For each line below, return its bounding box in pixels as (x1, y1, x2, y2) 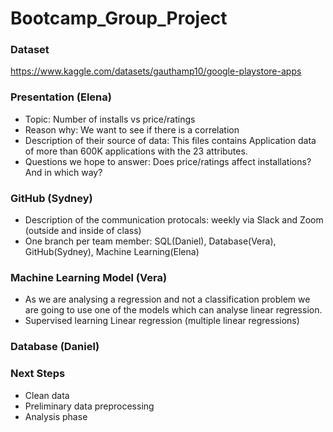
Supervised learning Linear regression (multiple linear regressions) (24, 315, 300, 327)
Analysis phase (24, 410, 88, 422)
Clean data (24, 389, 70, 401)
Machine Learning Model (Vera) (10, 271, 168, 284)
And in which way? (24, 166, 103, 178)
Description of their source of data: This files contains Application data (24, 134, 317, 146)
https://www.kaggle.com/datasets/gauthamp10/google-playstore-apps (10, 65, 302, 77)
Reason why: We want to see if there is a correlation (24, 123, 240, 136)
